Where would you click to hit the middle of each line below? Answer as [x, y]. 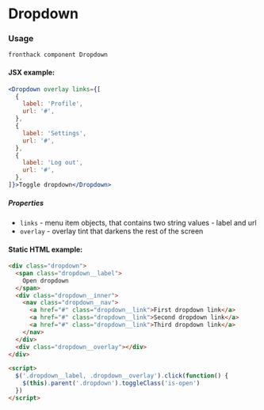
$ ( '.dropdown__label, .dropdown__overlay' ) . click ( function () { [122, 376]
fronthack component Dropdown [58, 55]
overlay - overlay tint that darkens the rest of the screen [111, 231]
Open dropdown [46, 281]
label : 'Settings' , [55, 133]
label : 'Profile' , [53, 104]
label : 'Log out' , [53, 163]
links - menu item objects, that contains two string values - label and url [138, 222]
